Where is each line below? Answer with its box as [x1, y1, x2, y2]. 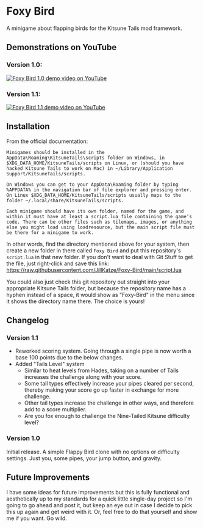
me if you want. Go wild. [6, 515, 67, 522]
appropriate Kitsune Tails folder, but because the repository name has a [6, 284, 187, 291]
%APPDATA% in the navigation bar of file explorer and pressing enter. [6, 186, 192, 193]
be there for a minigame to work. [6, 229, 94, 236]
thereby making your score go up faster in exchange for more [24, 386, 179, 394]
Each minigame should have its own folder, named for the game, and [6, 208, 184, 215]
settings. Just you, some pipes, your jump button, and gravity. [6, 454, 162, 462]
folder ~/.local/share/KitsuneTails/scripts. [6, 197, 124, 204]
